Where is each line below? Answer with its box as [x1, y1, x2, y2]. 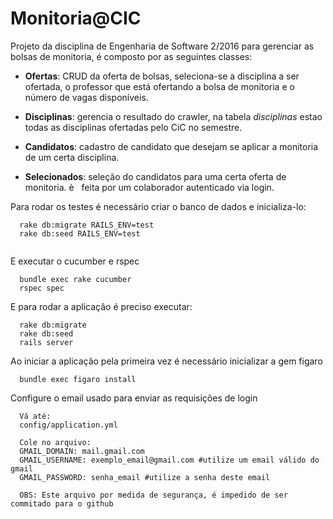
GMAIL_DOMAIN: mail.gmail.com [19, 446, 145, 456]
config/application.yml [19, 420, 118, 430]
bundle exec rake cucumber [19, 274, 132, 284]
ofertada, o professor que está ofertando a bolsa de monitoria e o [24, 80, 295, 92]
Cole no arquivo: [19, 437, 92, 447]
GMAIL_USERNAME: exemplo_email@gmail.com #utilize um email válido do [19, 455, 320, 465]
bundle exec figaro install [19, 374, 137, 384]
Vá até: [19, 411, 52, 421]
